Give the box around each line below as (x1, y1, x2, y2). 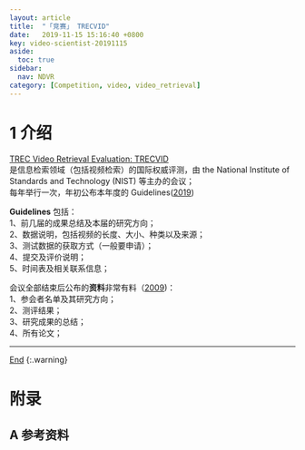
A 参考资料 (9, 427, 70, 443)
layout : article (9, 13, 71, 23)
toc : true (17, 55, 54, 64)
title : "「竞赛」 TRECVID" (9, 22, 111, 31)
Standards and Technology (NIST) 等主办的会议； (9, 175, 195, 186)
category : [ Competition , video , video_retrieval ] (9, 81, 202, 90)
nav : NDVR (17, 73, 54, 82)
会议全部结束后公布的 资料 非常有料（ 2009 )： (9, 282, 175, 293)
